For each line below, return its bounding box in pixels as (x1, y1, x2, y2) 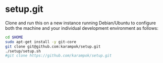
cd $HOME (5, 35, 23, 40)
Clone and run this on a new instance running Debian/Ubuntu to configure (5, 20, 156, 26)
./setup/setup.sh (5, 49, 41, 54)
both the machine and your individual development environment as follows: (5, 25, 159, 31)
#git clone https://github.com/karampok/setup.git (5, 53, 112, 58)
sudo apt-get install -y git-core (5, 39, 77, 44)
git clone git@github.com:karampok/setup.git (5, 44, 101, 49)
